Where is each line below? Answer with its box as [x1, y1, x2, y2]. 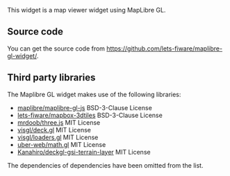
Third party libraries [7, 72, 96, 84]
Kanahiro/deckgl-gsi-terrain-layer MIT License [17, 148, 151, 156]
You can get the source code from [7, 44, 106, 53]
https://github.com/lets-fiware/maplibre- [106, 44, 223, 53]
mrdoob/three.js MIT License [17, 118, 101, 127]
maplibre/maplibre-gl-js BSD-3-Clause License [17, 103, 153, 112]
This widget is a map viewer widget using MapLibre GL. [7, 6, 166, 14]
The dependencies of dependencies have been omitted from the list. [7, 161, 204, 169]
